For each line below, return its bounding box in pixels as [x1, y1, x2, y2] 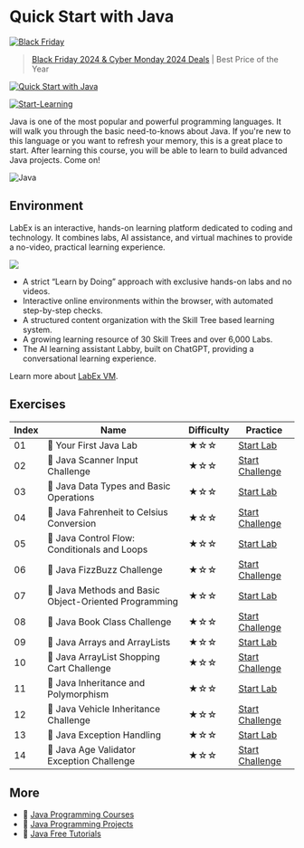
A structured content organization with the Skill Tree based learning [22, 314, 275, 325]
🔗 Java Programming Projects [22, 819, 134, 830]
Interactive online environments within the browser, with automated [22, 295, 274, 306]
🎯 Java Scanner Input [47, 453, 138, 466]
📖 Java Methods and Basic [47, 584, 160, 596]
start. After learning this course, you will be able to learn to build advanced [9, 145, 288, 156]
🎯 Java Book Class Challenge [47, 615, 172, 628]
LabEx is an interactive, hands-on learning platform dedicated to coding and [9, 222, 293, 233]
